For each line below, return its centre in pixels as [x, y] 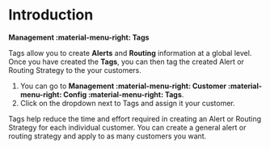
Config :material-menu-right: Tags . [124, 94]
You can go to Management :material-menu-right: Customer [123, 86]
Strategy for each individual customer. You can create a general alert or [127, 127]
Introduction [51, 15]
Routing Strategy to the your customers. [75, 70]
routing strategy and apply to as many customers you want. [108, 136]
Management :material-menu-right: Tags [79, 37]
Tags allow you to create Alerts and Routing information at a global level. [130, 53]
